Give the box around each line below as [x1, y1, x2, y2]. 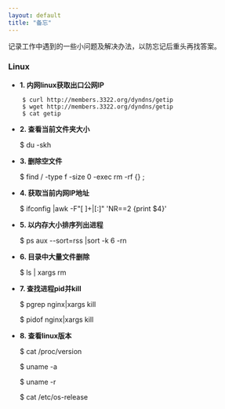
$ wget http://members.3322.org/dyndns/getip [22, 103, 174, 111]
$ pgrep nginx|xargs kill [19, 299, 96, 309]
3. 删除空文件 [19, 156, 63, 166]
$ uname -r [19, 377, 56, 386]
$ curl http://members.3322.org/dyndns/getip [22, 96, 174, 104]
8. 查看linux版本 [19, 330, 72, 340]
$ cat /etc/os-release [19, 392, 89, 401]
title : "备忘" [8, 19, 53, 27]
